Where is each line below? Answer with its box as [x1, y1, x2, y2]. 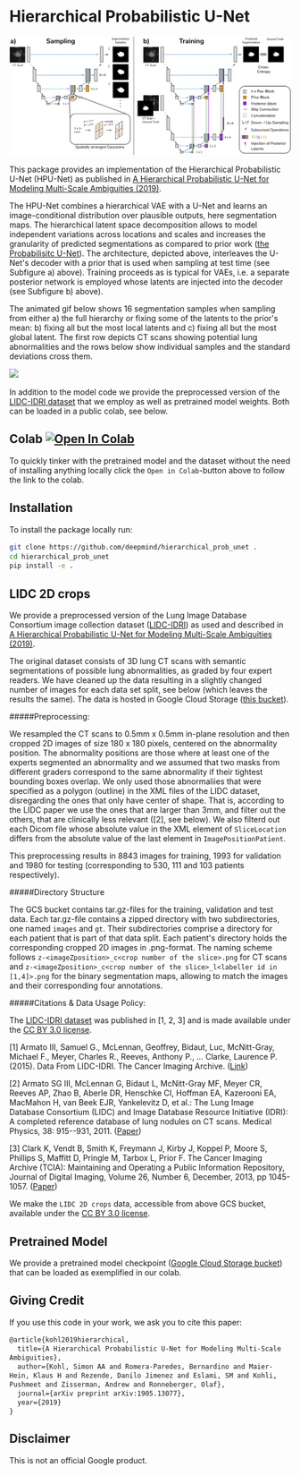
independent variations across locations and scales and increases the [9, 229, 266, 240]
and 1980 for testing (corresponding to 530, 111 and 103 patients [9, 860, 245, 871]
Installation [9, 500, 73, 516]
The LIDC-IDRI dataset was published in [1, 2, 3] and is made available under [9, 1015, 291, 1026]
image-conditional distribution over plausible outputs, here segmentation [9, 210, 277, 221]
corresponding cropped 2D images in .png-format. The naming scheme [9, 942, 272, 953]
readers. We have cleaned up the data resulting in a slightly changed [9, 675, 262, 686]
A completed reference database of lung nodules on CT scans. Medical [9, 1116, 272, 1127]
